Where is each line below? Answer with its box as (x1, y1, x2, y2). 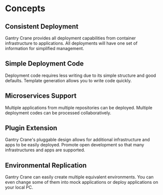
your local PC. (5, 184, 33, 190)
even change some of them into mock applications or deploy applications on (5, 179, 158, 185)
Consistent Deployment (5, 22, 79, 31)
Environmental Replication (5, 161, 87, 169)
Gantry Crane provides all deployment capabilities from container (5, 35, 136, 41)
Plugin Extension (5, 124, 57, 132)
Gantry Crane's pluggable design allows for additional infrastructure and (5, 137, 150, 142)
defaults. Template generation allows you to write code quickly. (5, 77, 132, 83)
